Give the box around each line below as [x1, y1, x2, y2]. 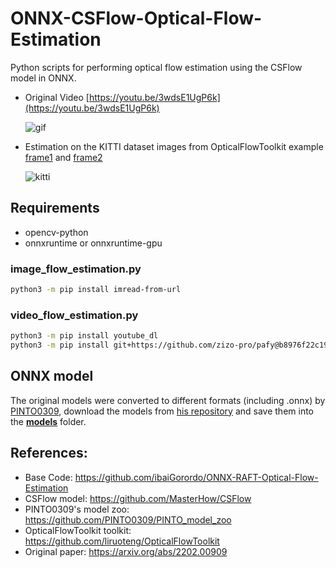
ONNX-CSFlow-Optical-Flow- [10, 7, 263, 30]
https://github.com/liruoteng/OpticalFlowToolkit [24, 535, 220, 547]
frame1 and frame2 [24, 151, 103, 163]
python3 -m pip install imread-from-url [10, 285, 182, 295]
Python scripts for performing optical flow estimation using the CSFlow [10, 61, 303, 73]
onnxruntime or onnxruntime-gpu [24, 237, 163, 249]
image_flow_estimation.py [10, 262, 142, 276]
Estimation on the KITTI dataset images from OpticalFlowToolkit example [24, 140, 324, 152]
